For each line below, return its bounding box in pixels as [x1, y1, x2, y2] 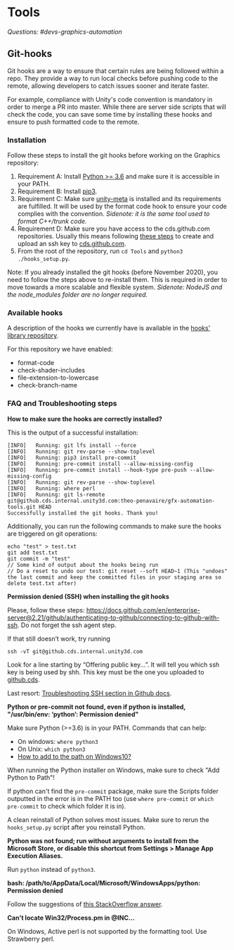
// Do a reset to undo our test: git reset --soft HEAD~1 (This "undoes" [7, 567, 228, 575]
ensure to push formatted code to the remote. [7, 117, 140, 126]
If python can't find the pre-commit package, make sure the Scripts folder [7, 787, 219, 795]
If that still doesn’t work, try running [7, 634, 111, 643]
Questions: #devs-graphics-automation [7, 27, 122, 36]
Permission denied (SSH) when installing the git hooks [7, 592, 170, 601]
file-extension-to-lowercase [17, 373, 99, 382]
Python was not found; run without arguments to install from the [7, 836, 199, 845]
